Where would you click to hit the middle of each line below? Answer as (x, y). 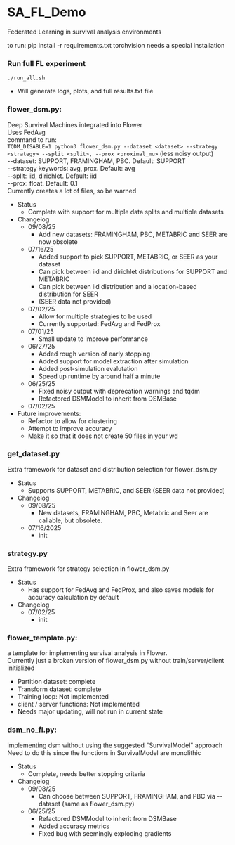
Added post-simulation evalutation (88, 368)
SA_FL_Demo (47, 12)
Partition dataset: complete (56, 682)
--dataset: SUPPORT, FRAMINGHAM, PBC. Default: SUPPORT (96, 161)
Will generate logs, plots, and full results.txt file (85, 91)
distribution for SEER (68, 294)
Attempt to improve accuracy (70, 428)
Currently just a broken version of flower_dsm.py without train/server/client (116, 661)
